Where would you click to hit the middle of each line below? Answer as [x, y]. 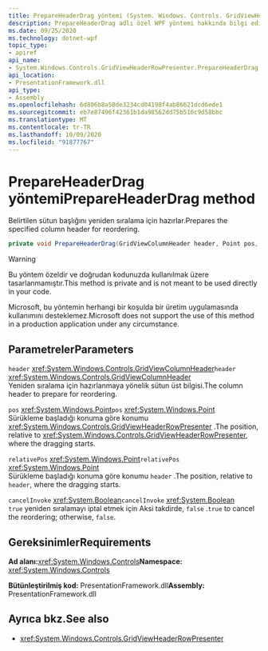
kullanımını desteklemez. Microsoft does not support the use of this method [131, 316]
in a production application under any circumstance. [94, 324]
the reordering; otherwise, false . [62, 517]
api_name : [25, 61]
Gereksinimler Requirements [80, 542]
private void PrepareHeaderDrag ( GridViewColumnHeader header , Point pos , [134, 244]
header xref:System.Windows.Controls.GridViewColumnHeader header [122, 369]
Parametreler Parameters [71, 349]
